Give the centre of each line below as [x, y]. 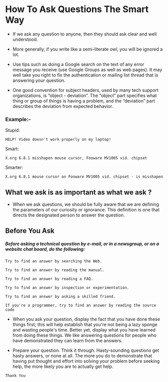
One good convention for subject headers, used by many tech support [85, 90]
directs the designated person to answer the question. [68, 215]
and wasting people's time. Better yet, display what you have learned [84, 330]
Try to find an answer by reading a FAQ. [49, 279]
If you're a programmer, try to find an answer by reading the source [81, 306]
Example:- [18, 119]
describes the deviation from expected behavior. [63, 106]
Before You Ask [30, 231]
